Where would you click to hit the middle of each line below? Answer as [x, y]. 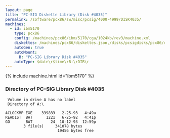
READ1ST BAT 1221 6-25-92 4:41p [51, 117]
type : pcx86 [27, 33]
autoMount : [26, 52]
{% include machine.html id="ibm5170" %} [50, 76]
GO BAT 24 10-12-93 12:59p [51, 122]
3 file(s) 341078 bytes [53, 126]
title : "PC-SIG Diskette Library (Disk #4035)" [56, 15]
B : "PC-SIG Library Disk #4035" [53, 57]
